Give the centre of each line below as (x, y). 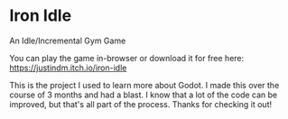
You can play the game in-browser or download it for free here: (127, 58)
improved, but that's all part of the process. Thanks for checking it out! (141, 104)
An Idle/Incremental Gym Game (68, 41)
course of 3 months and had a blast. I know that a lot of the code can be (144, 95)
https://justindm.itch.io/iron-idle (68, 68)
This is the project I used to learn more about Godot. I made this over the (144, 85)
